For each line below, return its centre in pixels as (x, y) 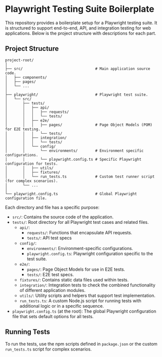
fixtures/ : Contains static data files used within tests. (74, 280)
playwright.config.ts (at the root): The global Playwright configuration (84, 311)
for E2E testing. (23, 129)
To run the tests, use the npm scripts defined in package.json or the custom (81, 344)
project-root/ (20, 60)
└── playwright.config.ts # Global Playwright (71, 194)
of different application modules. (53, 290)
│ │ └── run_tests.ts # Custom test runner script (80, 177)
